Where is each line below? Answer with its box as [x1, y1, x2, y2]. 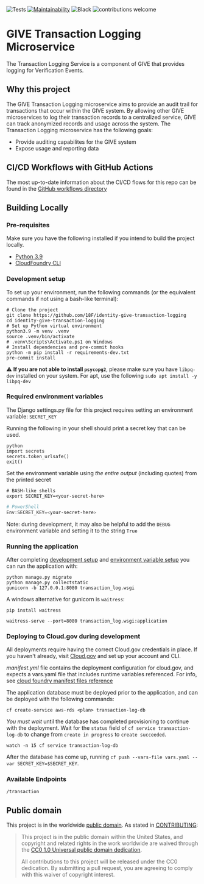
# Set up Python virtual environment [6, 323, 102, 329]
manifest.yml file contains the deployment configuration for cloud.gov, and [6, 664, 194, 671]
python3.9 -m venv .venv [6, 328, 69, 334]
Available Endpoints [6, 775, 67, 783]
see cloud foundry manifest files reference [6, 677, 113, 685]
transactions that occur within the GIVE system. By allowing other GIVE [6, 107, 185, 114]
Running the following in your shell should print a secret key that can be [6, 424, 186, 432]
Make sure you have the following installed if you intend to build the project [6, 235, 195, 242]
